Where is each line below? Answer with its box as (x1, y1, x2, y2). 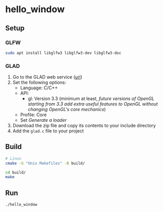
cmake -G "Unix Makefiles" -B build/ (5, 161, 85, 166)
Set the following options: (12, 80, 67, 86)
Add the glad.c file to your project (12, 128, 84, 134)
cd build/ (5, 170, 26, 175)
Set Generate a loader (20, 117, 67, 123)
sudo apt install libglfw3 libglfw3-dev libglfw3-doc (5, 50, 122, 55)
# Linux (5, 156, 22, 161)
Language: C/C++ (20, 85, 58, 91)
